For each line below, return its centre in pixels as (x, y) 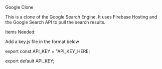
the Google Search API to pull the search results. (55, 22)
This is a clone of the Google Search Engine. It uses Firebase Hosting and (81, 17)
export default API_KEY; (30, 61)
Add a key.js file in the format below (42, 41)
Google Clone (19, 7)
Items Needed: (21, 32)
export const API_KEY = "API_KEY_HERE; (48, 51)
